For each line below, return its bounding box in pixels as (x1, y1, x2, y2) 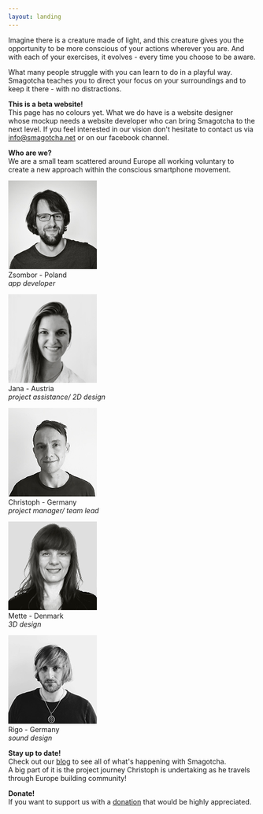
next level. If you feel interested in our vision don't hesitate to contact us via (8, 124, 254, 134)
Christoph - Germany (8, 497, 77, 507)
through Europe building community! (8, 773, 128, 783)
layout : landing (8, 13, 61, 20)
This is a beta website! (8, 99, 83, 109)
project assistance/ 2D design (8, 392, 106, 401)
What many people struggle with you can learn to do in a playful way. (8, 67, 233, 76)
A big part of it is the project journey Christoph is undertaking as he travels (8, 764, 250, 775)
